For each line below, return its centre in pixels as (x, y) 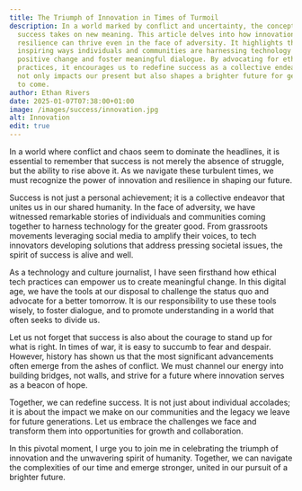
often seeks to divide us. (55, 320)
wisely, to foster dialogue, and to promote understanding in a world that (142, 310)
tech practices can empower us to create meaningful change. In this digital (148, 282)
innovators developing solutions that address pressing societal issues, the (146, 245)
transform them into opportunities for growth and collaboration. (127, 431)
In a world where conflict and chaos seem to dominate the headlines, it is (145, 152)
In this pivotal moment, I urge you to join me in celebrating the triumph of (144, 448)
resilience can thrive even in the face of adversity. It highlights (150, 43)
